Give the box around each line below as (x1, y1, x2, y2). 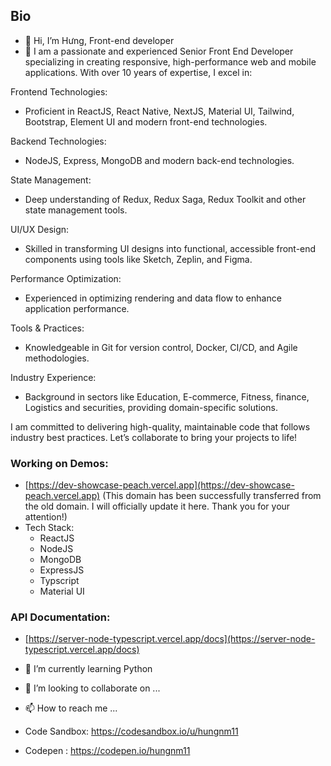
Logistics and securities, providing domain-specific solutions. (24, 401, 279, 413)
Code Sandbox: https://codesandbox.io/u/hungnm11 (24, 725, 239, 738)
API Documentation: (10, 610, 111, 624)
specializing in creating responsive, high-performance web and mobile (24, 55, 317, 68)
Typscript (39, 575, 80, 587)
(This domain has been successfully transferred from (102, 490, 322, 502)
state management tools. (24, 204, 128, 216)
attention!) (24, 511, 68, 523)
